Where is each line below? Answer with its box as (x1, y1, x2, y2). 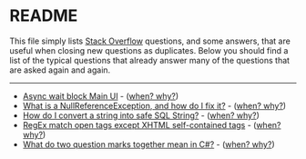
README (9, 5, 78, 26)
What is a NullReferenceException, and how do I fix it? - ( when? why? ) (22, 100, 287, 111)
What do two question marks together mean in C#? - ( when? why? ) (22, 138, 275, 150)
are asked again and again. (9, 65, 111, 75)
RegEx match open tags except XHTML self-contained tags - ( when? (22, 119, 281, 130)
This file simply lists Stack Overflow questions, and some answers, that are (9, 35, 291, 46)
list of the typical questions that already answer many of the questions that (9, 55, 290, 65)
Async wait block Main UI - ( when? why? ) (22, 90, 179, 101)
